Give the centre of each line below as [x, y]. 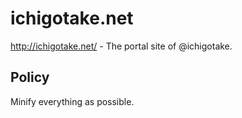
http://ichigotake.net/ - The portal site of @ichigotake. [121, 46]
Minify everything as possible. [72, 101]
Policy [30, 77]
